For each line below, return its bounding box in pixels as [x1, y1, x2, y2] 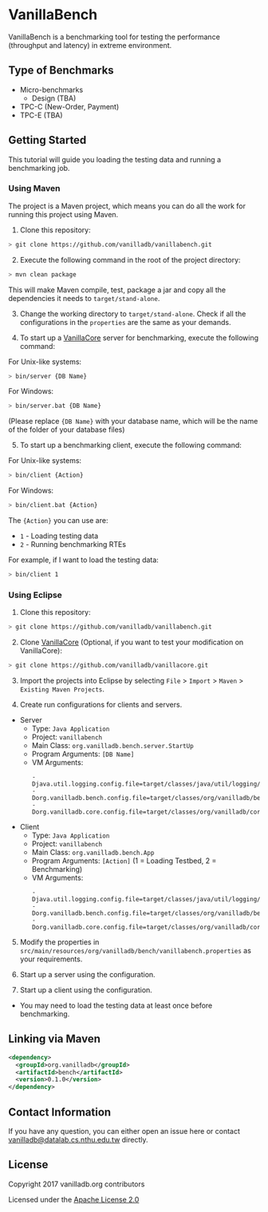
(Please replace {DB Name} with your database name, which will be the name [8, 417, 258, 426]
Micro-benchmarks [19, 85, 84, 94]
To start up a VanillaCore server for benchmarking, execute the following [19, 333, 259, 343]
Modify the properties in [19, 937, 100, 947]
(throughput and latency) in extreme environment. [8, 40, 172, 50]
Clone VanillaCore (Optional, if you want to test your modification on [19, 637, 244, 648]
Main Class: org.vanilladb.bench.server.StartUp [31, 741, 194, 751]
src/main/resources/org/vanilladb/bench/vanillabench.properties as [19, 946, 251, 956]
